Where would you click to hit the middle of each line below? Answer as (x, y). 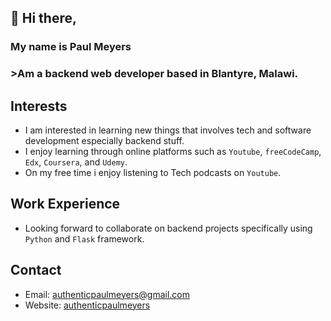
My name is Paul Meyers (71, 47)
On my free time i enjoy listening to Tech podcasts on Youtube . (153, 173)
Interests (39, 106)
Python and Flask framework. (84, 238)
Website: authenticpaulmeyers (87, 305)
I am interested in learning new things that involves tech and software (168, 130)
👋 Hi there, (43, 18)
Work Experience (65, 204)
